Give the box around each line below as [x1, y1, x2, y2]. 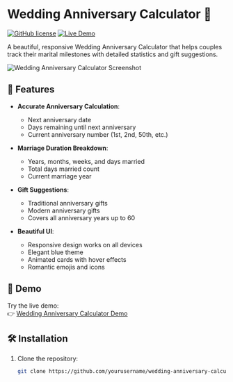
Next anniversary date [27, 115, 92, 124]
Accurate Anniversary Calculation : [17, 102, 120, 110]
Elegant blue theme [27, 248, 83, 256]
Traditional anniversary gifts [27, 199, 108, 207]
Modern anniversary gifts [27, 206, 100, 215]
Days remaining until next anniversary [27, 123, 136, 131]
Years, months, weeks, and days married [27, 157, 145, 165]
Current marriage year [27, 172, 92, 180]
